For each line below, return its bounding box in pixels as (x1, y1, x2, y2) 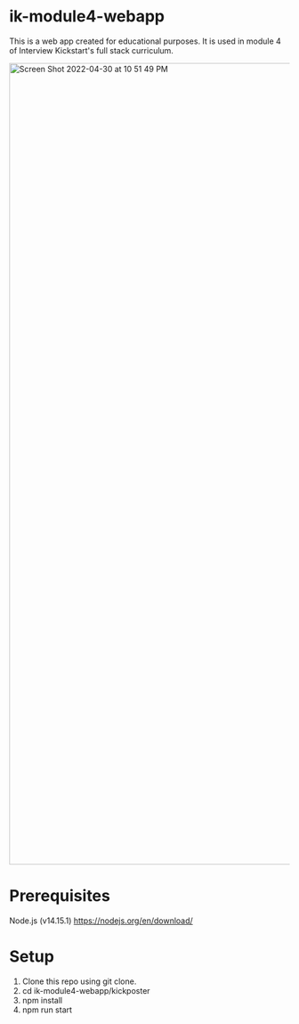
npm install (21, 995, 63, 1005)
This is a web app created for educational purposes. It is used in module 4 (9, 36, 282, 46)
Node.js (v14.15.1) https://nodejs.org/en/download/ (9, 915, 193, 926)
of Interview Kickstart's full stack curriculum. (9, 45, 174, 55)
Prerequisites (9, 886, 111, 906)
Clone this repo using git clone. (21, 976, 137, 987)
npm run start (21, 1004, 73, 1015)
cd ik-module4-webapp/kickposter (21, 985, 150, 995)
